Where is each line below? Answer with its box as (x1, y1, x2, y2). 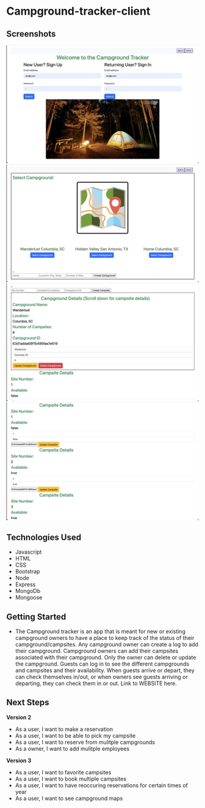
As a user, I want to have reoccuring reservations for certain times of (15, 781, 188, 789)
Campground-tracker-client (6, 4, 151, 18)
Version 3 (6, 757, 32, 764)
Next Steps (6, 697, 49, 708)
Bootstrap (15, 568, 40, 575)
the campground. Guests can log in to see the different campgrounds (15, 660, 190, 667)
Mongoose (15, 594, 43, 601)
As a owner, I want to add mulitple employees (15, 744, 130, 752)
